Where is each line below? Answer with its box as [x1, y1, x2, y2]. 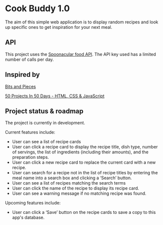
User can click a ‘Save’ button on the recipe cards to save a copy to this [12, 209, 156, 215]
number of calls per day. [5, 56, 54, 62]
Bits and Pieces [5, 83, 36, 89]
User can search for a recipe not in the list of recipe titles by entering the [12, 170, 158, 176]
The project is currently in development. [5, 120, 85, 126]
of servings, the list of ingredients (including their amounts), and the [12, 149, 149, 155]
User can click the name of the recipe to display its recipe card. [12, 186, 140, 191]
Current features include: [5, 130, 55, 135]
